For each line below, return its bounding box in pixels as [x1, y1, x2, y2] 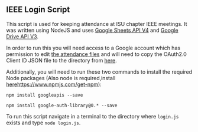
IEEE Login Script [6, 5, 70, 15]
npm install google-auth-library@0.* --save [6, 103, 118, 108]
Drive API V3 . [6, 32, 38, 40]
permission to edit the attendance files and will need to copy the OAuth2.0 [6, 50, 187, 58]
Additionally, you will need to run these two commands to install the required [6, 68, 193, 75]
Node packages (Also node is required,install [6, 74, 116, 81]
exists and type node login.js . [6, 119, 81, 126]
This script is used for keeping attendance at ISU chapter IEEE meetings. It [6, 20, 187, 27]
